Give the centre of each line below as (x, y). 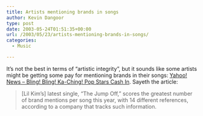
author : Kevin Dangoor (35, 18)
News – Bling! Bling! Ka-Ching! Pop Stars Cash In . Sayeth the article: (92, 82)
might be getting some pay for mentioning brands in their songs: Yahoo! (97, 75)
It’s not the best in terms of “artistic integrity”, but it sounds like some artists (102, 68)
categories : (21, 40)
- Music (22, 46)
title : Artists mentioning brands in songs (63, 12)
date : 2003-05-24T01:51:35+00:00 (49, 29)
